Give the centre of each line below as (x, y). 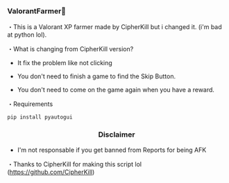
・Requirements (30, 104)
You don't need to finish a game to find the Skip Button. (96, 76)
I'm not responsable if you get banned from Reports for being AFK (112, 150)
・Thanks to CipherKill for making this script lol (75, 164)
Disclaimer (117, 134)
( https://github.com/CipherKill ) (51, 172)
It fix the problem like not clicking (65, 63)
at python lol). (27, 35)
